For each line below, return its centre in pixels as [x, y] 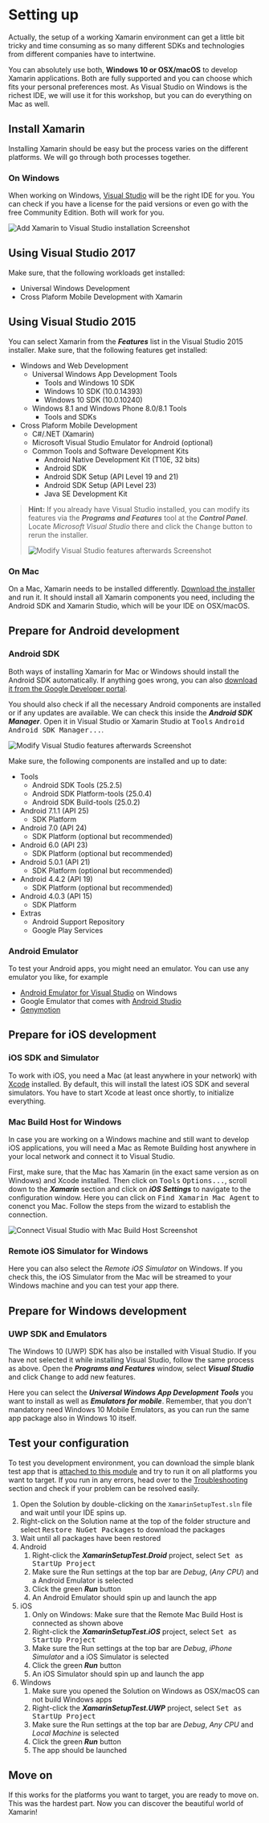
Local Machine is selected [75, 1733]
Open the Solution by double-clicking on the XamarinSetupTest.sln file [136, 1504]
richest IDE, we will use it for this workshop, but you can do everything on [130, 95]
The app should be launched [79, 1750]
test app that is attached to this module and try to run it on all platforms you [133, 1471]
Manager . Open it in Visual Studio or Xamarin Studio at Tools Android [126, 721]
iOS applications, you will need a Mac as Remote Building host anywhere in [132, 1148]
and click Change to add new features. [72, 1377]
